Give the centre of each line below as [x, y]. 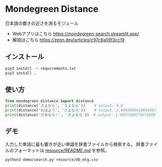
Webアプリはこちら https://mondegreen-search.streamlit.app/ [76, 33]
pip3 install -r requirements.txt [41, 68]
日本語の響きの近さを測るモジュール [42, 23]
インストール [25, 57]
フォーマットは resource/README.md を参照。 [61, 150]
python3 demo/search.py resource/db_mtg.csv [52, 160]
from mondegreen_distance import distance [49, 101]
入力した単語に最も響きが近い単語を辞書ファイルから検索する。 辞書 [75, 144]
